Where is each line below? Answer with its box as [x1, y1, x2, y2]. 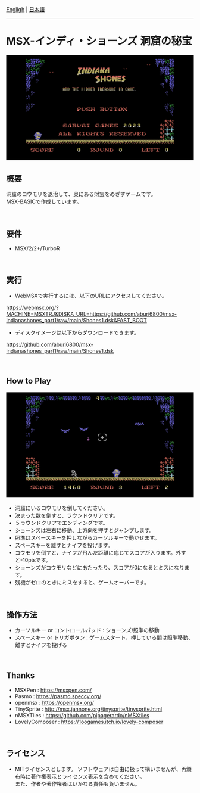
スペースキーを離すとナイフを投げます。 [14, 542, 113, 549]
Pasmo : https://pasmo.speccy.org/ [14, 692, 101, 699]
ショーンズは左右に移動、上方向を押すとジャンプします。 [14, 527, 155, 534]
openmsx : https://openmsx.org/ [14, 699, 94, 706]
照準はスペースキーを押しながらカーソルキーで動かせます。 [14, 534, 160, 542]
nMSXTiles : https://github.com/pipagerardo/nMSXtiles [14, 711, 150, 719]
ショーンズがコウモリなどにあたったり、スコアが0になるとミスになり [14, 564, 185, 571]
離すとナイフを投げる [14, 642, 67, 648]
